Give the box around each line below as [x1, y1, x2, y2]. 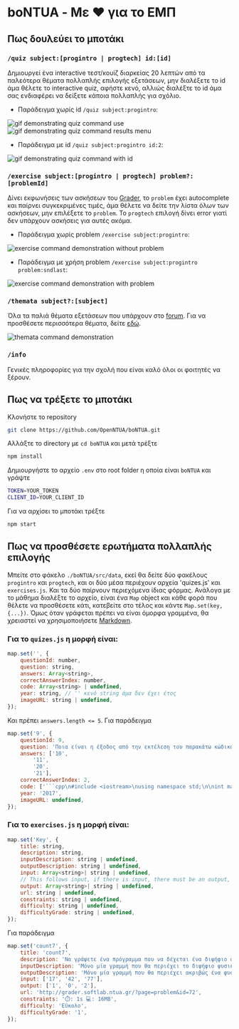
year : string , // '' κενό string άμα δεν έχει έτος [20, 690, 176, 697]
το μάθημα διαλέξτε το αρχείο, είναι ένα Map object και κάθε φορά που [7, 593, 218, 602]
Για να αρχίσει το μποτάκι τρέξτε [7, 507, 105, 516]
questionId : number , [20, 656, 81, 664]
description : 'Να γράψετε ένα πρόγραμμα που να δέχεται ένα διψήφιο [20, 955, 228, 963]
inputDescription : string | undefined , [20, 856, 139, 863]
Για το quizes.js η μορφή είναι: [7, 633, 119, 643]
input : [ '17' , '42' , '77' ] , [20, 975, 103, 983]
